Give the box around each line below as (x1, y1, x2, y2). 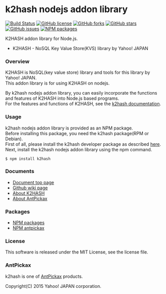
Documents (5, 168, 34, 175)
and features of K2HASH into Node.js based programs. (5, 95, 120, 102)
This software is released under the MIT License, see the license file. (5, 249, 148, 255)
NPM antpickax (12, 225, 44, 231)
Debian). (5, 136, 23, 142)
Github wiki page (12, 185, 48, 191)
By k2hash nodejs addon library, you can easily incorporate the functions (5, 90, 157, 96)
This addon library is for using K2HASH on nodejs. (5, 80, 110, 87)
